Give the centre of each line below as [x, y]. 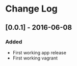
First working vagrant [35, 58]
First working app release [39, 52]
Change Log [31, 9]
